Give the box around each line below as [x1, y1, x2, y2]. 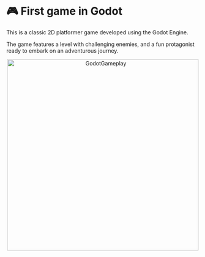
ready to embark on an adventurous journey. [6, 47, 119, 54]
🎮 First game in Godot [6, 4, 122, 18]
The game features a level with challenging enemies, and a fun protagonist [6, 40, 195, 48]
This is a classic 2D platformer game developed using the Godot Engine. [6, 28, 188, 36]
